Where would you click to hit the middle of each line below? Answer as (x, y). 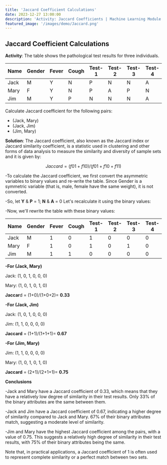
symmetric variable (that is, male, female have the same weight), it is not (79, 186)
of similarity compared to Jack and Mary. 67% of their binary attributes (78, 417)
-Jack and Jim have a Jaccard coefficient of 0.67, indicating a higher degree (83, 412)
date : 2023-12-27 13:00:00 (33, 14)
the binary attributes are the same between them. (56, 402)
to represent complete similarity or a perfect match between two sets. (77, 457)
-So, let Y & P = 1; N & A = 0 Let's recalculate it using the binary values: (78, 201)
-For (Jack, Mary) (24, 266)
